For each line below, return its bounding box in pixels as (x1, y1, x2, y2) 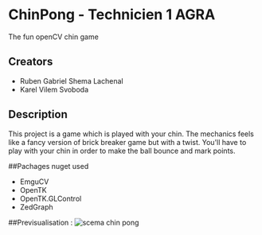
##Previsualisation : (8, 217, 73, 227)
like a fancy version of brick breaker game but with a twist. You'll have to (8, 137, 247, 147)
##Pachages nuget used (8, 161, 89, 170)
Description (8, 108, 68, 121)
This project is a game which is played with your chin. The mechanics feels (8, 129, 255, 139)
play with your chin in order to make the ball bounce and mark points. (8, 146, 236, 155)
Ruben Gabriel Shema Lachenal (19, 76, 123, 85)
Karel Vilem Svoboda (19, 84, 89, 94)
